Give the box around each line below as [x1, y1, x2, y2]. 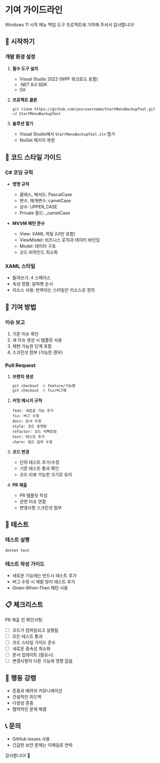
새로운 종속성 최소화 [12, 646, 51, 651]
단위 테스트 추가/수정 [19, 459, 60, 465]
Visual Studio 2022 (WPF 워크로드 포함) [19, 76, 98, 82]
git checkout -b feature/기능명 [12, 384, 76, 389]
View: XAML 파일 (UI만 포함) [19, 231, 76, 237]
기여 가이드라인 [5, 4, 63, 16]
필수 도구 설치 [12, 65, 38, 71]
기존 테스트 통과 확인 [19, 465, 59, 472]
